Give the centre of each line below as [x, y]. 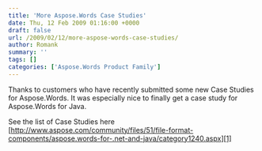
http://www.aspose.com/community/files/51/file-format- [102, 130]
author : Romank [33, 45]
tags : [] [23, 60]
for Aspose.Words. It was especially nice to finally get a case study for [123, 98]
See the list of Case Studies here [61, 121]
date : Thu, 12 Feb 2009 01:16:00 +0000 [74, 23]
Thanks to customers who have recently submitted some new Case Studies [131, 89]
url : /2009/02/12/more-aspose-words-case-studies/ [93, 38]
